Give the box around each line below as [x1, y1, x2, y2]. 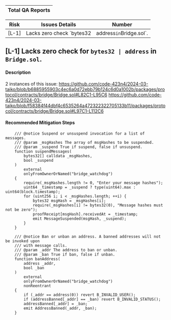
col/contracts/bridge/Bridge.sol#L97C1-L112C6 [5, 108, 104, 114]
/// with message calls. [14, 243, 67, 248]
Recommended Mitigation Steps [5, 120, 75, 126]
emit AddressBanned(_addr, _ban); [23, 306, 97, 311]
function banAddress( [14, 256, 60, 262]
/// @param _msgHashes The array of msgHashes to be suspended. [14, 140, 154, 145]
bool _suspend [23, 158, 54, 163]
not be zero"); [5, 207, 38, 212]
